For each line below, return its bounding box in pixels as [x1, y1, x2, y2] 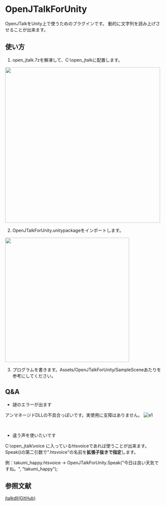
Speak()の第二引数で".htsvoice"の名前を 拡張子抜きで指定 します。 [5, 449, 139, 455]
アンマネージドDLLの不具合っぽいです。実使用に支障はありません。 [5, 412, 143, 418]
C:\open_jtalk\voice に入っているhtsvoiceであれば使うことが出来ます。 [5, 443, 150, 449]
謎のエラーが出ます [12, 402, 52, 407]
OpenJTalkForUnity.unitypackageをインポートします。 [12, 227, 124, 233]
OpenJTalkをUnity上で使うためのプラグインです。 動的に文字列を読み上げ [5, 20, 156, 26]
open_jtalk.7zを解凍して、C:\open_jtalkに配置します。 [12, 57, 123, 63]
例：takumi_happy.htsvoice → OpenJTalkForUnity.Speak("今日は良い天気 [5, 459, 155, 466]
